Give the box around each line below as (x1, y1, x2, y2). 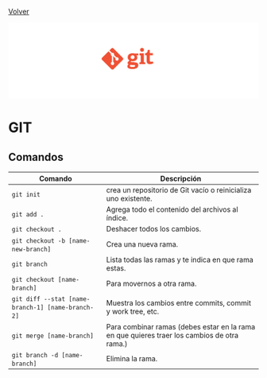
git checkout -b (11, 236, 66, 245)
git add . (11, 210, 44, 218)
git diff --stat (11, 295, 66, 303)
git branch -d (11, 351, 59, 359)
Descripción (160, 173, 202, 183)
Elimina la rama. (106, 354, 158, 364)
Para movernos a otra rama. (106, 279, 197, 288)
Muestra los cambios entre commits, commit (106, 298, 252, 307)
